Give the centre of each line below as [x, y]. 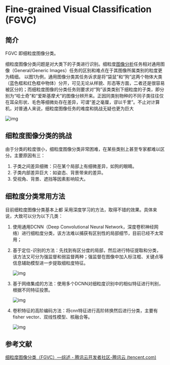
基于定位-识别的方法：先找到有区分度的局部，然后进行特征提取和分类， [87, 250]
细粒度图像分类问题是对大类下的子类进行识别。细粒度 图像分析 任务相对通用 [83, 64]
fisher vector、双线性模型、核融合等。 [52, 317]
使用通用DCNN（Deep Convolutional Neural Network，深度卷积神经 [83, 226]
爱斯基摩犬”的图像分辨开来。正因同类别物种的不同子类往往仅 [101, 96]
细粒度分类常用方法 [35, 196]
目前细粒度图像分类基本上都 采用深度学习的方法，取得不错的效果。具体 [79, 210]
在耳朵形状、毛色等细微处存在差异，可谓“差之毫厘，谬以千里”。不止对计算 [83, 102]
